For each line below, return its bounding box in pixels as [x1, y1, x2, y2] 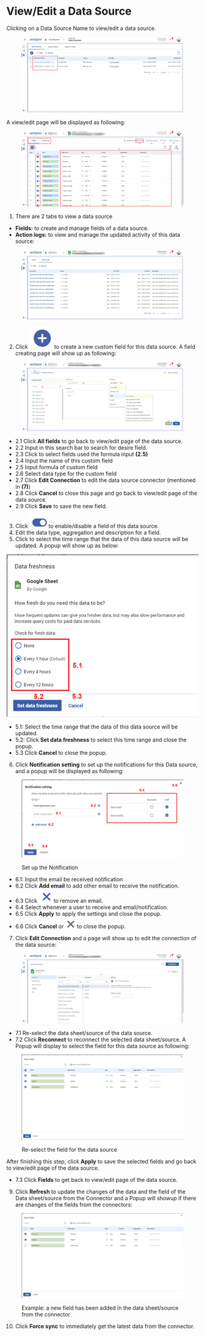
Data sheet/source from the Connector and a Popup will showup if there [15, 1195, 196, 1202]
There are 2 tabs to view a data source [15, 212, 113, 220]
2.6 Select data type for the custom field [15, 470, 117, 478]
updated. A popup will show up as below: [15, 542, 119, 549]
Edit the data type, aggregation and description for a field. [15, 529, 161, 536]
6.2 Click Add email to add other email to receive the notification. [15, 882, 179, 889]
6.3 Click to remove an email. [15, 897, 104, 905]
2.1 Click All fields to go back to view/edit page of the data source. [15, 437, 183, 445]
